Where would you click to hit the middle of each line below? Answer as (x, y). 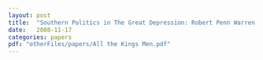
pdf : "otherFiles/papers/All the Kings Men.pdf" (89, 44)
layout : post (30, 15)
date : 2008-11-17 (40, 30)
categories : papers (40, 37)
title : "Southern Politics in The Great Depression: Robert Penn (119, 23)
